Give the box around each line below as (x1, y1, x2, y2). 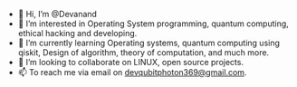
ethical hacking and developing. (17, 28, 138, 38)
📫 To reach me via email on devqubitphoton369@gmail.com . (17, 67, 247, 77)
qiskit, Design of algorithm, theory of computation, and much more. (17, 47, 270, 58)
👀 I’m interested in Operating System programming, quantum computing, (17, 18, 290, 29)
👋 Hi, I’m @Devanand (17, 9, 98, 19)
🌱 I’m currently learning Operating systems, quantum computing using (17, 37, 281, 48)
